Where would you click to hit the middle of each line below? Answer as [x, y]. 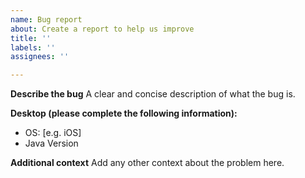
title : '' [31, 38]
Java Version [51, 143]
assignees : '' [40, 57]
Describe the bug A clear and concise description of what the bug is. [153, 94]
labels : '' [33, 47]
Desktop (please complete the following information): [124, 113]
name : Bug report [46, 19]
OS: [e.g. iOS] [53, 133]
